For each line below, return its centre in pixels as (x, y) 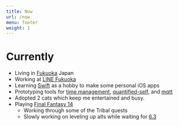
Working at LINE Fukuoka (45, 79)
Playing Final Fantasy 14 (44, 104)
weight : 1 (18, 28)
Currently (30, 57)
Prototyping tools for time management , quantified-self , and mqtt (94, 92)
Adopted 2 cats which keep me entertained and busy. (79, 98)
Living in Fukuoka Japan (44, 73)
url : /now (18, 17)
